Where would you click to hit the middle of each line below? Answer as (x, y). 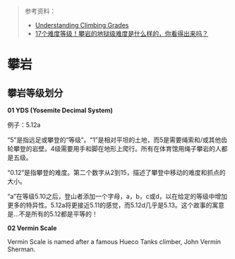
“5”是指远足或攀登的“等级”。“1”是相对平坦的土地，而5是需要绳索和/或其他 (114, 140)
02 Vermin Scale (32, 228)
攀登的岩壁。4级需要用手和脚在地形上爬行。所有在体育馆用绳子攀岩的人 (117, 149)
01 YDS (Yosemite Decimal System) (60, 110)
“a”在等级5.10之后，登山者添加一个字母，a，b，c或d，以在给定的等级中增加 (117, 196)
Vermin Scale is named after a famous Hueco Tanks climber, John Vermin (114, 242)
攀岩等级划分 (35, 93)
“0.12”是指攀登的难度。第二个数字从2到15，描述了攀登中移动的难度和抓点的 (116, 173)
